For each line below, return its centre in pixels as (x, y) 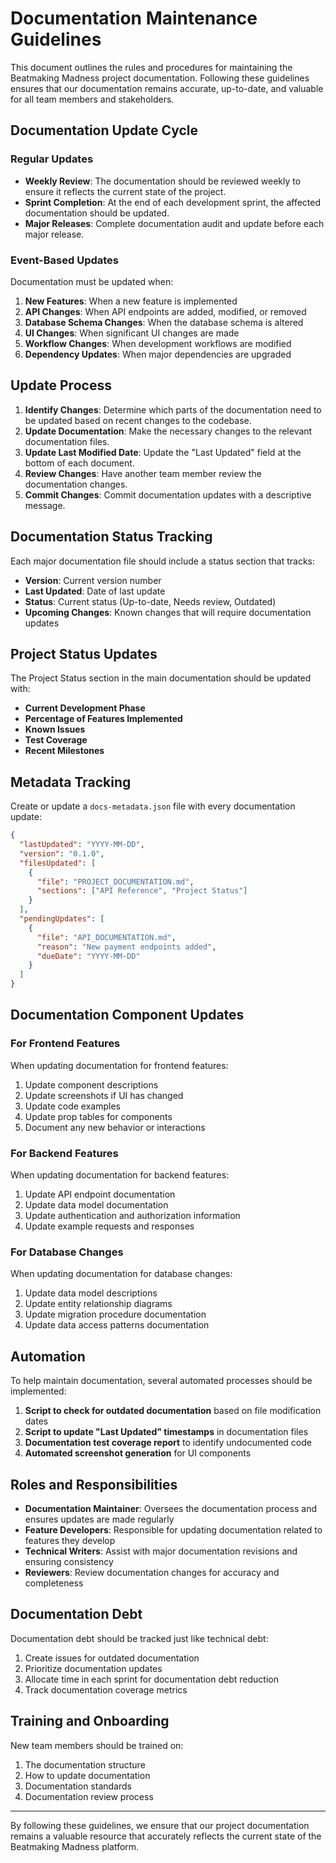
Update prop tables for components (98, 1116)
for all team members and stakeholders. (92, 99)
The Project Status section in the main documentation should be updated (161, 678)
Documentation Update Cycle (104, 130)
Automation (48, 1356)
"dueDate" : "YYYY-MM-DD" (88, 956)
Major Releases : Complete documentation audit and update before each (174, 223)
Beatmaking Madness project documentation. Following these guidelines (160, 78)
